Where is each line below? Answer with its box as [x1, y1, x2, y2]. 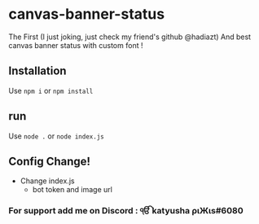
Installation [8, 64, 67, 78]
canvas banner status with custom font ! [8, 40, 143, 50]
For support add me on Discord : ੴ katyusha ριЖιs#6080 [8, 205, 244, 217]
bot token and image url [32, 185, 112, 195]
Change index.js [20, 176, 75, 186]
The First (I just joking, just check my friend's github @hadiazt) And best [8, 32, 251, 42]
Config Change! [8, 154, 91, 168]
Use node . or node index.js [8, 131, 104, 141]
